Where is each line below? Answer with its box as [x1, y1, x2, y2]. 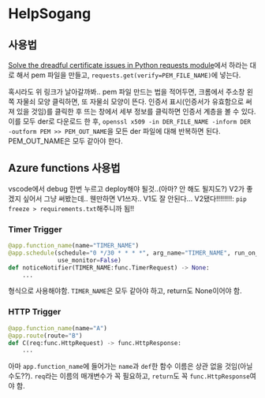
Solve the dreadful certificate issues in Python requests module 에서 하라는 [8, 61, 248, 69]
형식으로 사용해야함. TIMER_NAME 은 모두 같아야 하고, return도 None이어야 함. [8, 286, 242, 296]
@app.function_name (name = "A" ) [8, 324, 108, 332]
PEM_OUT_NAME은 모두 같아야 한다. [8, 136, 124, 146]
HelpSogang [8, 5, 91, 23]
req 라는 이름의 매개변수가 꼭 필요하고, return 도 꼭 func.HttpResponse [34, 371, 250, 381]
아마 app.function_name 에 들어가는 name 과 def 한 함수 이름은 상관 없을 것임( [8, 362, 241, 371]
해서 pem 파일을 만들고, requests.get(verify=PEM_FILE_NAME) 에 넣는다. [16, 70, 241, 80]
